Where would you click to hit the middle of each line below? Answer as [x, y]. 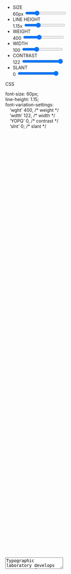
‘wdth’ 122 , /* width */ [33, 115]
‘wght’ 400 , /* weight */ [34, 110]
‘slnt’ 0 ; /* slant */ [28, 126]
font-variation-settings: [29, 105]
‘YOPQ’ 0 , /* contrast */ [34, 121]
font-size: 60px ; [22, 94]
